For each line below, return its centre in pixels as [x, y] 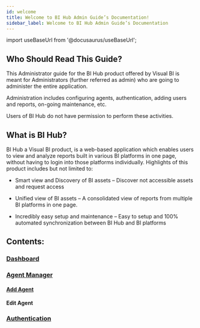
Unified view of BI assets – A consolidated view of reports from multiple [104, 198]
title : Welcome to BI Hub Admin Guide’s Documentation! [78, 17]
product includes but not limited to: [50, 169]
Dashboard [23, 259]
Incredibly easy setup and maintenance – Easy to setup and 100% [97, 216]
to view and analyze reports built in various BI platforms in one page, [91, 156]
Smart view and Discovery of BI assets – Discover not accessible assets [104, 180]
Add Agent [20, 289]
